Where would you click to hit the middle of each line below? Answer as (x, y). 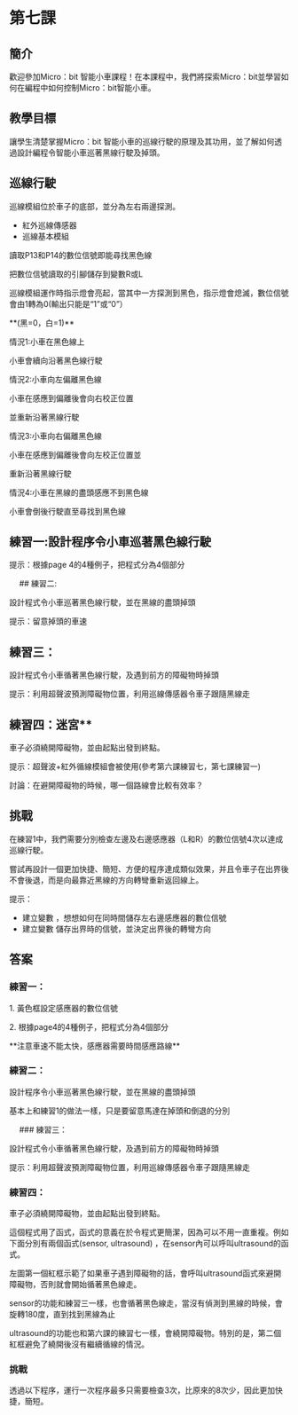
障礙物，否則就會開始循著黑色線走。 (75, 1285)
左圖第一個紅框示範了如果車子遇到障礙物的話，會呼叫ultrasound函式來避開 (145, 1273)
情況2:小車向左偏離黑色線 (55, 379)
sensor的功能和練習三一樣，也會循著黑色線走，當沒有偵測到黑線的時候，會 (146, 1303)
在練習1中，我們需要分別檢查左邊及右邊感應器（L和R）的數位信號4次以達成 (146, 838)
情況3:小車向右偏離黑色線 (55, 436)
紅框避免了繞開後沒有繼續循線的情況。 (79, 1344)
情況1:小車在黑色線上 (47, 342)
